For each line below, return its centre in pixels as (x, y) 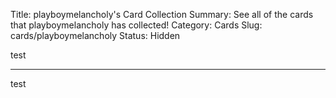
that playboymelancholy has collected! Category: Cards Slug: (136, 25)
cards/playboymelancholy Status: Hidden (95, 35)
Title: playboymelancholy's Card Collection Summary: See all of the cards (162, 14)
